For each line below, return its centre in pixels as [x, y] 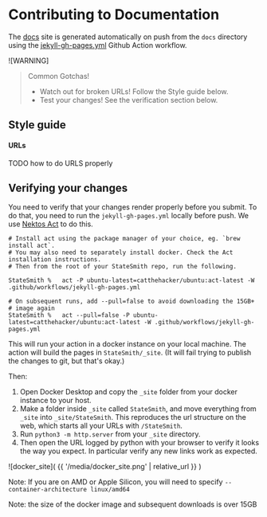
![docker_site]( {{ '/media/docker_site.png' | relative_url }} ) [105, 467]
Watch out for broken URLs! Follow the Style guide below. [134, 91]
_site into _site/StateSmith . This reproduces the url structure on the [133, 417]
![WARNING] [29, 61]
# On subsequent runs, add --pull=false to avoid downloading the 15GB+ [132, 302]
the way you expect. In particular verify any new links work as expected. [138, 451]
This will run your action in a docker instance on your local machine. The [128, 344]
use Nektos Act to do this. [51, 224]
